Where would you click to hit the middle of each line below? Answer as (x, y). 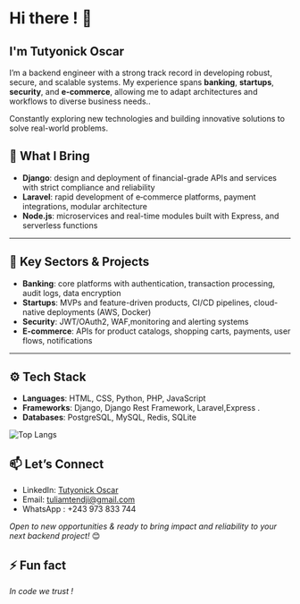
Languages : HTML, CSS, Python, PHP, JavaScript (114, 398)
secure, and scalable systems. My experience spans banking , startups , (142, 82)
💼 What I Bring (50, 156)
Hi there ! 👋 (51, 18)
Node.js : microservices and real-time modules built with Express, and (150, 216)
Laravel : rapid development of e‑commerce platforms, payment (139, 197)
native (33, 311)
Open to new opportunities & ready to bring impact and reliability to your (143, 526)
